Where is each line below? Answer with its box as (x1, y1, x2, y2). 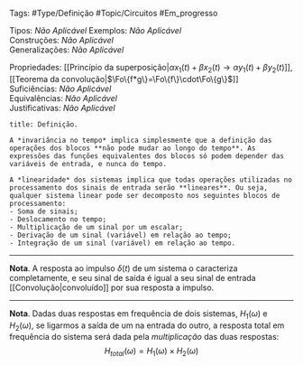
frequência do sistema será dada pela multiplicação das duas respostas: (9, 332, 280, 343)
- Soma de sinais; (9, 207, 78, 216)
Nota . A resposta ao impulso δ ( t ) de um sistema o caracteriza (9, 262, 238, 274)
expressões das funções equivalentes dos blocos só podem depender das (9, 151, 284, 161)
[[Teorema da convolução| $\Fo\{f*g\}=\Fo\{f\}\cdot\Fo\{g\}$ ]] (9, 73, 239, 84)
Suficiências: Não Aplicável (9, 83, 112, 94)
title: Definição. (9, 119, 78, 129)
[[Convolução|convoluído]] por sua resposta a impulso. (9, 282, 215, 293)
